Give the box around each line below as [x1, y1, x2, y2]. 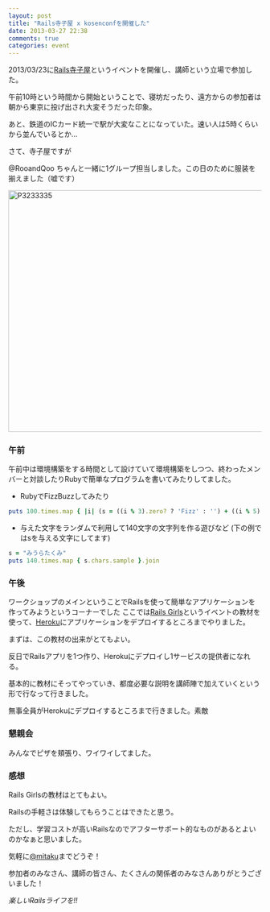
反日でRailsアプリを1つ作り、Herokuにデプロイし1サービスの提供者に [8, 652, 237, 661]
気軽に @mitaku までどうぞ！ [8, 851, 101, 860]
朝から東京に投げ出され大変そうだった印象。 [8, 102, 157, 112]
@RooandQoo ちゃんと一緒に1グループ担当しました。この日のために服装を [8, 164, 256, 173]
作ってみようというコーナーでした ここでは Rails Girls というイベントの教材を [8, 607, 261, 617]
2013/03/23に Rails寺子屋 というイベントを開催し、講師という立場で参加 [8, 65, 246, 75]
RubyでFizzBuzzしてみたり [19, 491, 110, 501]
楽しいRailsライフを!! [8, 895, 78, 905]
